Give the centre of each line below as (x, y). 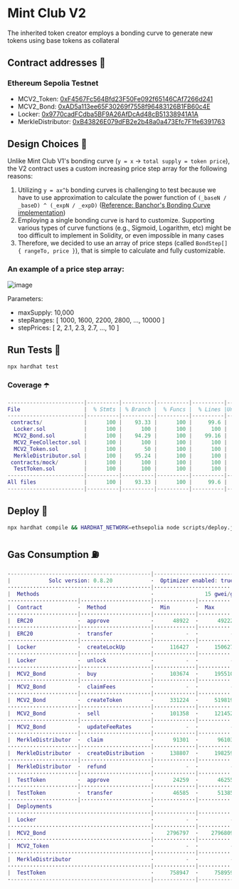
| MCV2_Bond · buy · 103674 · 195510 (121, 674)
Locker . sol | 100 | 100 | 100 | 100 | (121, 430)
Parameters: (25, 298)
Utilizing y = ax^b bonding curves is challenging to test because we (117, 190)
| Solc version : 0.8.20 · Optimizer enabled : (113, 581)
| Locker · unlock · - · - (121, 660)
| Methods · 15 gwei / (119, 594)
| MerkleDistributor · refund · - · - (121, 766)
